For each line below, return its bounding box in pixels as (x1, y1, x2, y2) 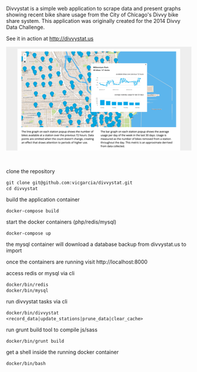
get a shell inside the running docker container (6, 349, 119, 356)
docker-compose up (6, 231, 51, 236)
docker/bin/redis (6, 282, 49, 288)
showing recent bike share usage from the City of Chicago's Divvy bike (6, 11, 179, 18)
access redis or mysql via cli (6, 270, 75, 276)
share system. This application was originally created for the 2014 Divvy (6, 18, 181, 24)
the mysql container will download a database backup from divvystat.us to (6, 241, 186, 248)
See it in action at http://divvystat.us (6, 35, 94, 42)
